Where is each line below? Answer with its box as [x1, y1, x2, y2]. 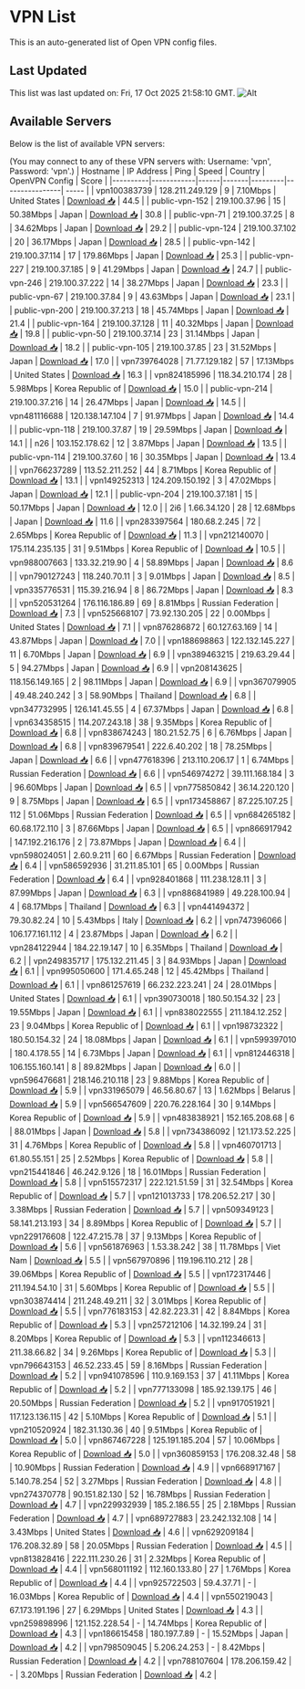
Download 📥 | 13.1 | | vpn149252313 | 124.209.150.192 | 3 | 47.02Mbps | [9, 475, 277, 486]
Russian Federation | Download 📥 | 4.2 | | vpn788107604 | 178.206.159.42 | [9, 1655, 292, 1666]
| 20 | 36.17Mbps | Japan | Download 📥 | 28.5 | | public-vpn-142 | [9, 236, 256, 247]
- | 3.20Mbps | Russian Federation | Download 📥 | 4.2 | [9, 1669, 217, 1680]
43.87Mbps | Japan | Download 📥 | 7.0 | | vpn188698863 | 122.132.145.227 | [9, 635, 295, 645]
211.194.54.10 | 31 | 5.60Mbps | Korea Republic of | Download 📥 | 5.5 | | [9, 1282, 276, 1293]
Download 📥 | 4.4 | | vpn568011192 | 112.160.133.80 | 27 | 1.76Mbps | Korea [9, 1563, 291, 1574]
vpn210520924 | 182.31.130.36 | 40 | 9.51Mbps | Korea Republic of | [9, 1424, 263, 1435]
